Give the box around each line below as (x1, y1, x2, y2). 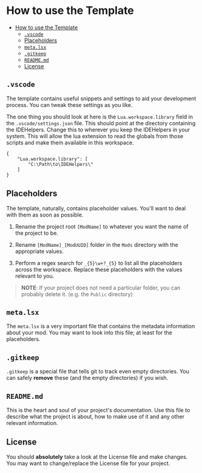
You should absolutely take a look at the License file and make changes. (6, 453, 188, 460)
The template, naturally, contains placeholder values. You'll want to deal (6, 204, 186, 212)
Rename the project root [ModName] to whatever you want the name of (15, 223, 189, 230)
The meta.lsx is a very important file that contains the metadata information (6, 323, 195, 330)
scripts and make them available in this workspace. (6, 139, 135, 146)
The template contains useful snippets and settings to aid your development (6, 95, 197, 102)
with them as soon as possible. (6, 211, 84, 218)
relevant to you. (15, 272, 55, 280)
